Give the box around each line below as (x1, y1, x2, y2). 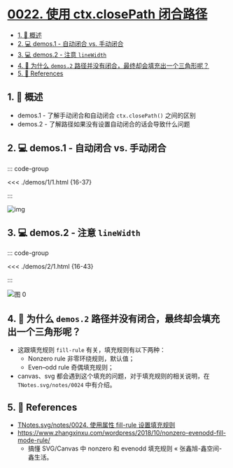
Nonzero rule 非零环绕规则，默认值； (27, 354, 135, 363)
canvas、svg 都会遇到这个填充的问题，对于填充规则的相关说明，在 (17, 372, 210, 381)
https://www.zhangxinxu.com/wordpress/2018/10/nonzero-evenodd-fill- (17, 429, 226, 437)
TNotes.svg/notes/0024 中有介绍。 (17, 381, 117, 389)
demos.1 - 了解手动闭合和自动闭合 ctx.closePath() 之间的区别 (17, 111, 196, 119)
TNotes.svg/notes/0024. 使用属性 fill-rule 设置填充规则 (17, 421, 176, 429)
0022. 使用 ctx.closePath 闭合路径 (7, 6, 208, 22)
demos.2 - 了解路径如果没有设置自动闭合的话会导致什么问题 (17, 119, 190, 128)
